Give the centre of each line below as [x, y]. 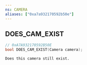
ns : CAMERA [16, 10]
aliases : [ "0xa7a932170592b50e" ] [40, 14]
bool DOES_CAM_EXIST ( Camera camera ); [44, 50]
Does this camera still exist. [37, 59]
